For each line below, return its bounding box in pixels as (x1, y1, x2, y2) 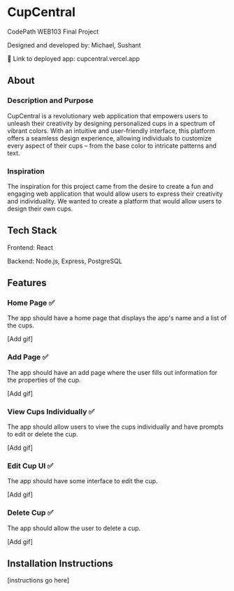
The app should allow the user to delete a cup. (7, 524, 141, 532)
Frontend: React (7, 243, 54, 252)
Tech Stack (7, 225, 57, 236)
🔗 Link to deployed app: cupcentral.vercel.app (7, 54, 140, 63)
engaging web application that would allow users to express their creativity (7, 190, 224, 198)
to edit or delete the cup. (7, 430, 78, 439)
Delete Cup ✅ (7, 508, 54, 518)
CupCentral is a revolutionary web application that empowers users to (7, 111, 208, 120)
